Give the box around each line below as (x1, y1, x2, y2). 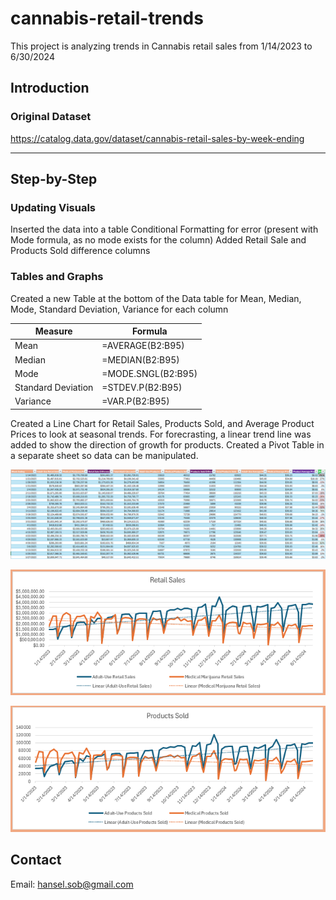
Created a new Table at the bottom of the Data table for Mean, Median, (10, 292, 302, 304)
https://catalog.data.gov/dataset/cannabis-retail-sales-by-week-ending (10, 132, 305, 144)
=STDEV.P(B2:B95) (101, 382, 183, 394)
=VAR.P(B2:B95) (101, 395, 170, 407)
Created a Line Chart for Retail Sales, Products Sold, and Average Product (10, 417, 315, 429)
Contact (10, 852, 62, 869)
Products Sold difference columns (10, 245, 151, 257)
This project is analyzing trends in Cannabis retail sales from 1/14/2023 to (10, 40, 313, 52)
